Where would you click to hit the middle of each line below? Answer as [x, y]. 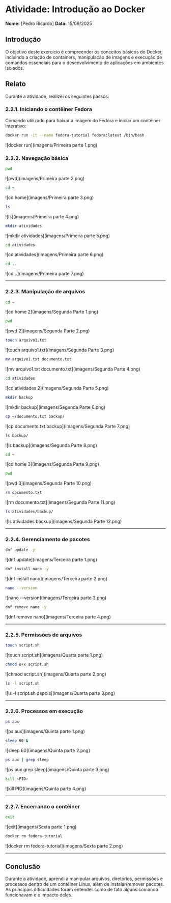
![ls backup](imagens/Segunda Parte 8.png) [51, 445]
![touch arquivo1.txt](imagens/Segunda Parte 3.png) [60, 350]
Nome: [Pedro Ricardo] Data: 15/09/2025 [49, 23]
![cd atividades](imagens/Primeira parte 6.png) [54, 255]
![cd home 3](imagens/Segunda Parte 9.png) [52, 464]
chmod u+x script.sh [27, 665]
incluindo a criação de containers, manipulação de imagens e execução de [84, 57]
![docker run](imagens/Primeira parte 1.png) [51, 145]
